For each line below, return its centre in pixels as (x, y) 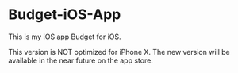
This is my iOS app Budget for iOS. (65, 36)
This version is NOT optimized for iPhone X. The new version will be (119, 52)
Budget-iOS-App (65, 15)
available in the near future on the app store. (81, 60)
